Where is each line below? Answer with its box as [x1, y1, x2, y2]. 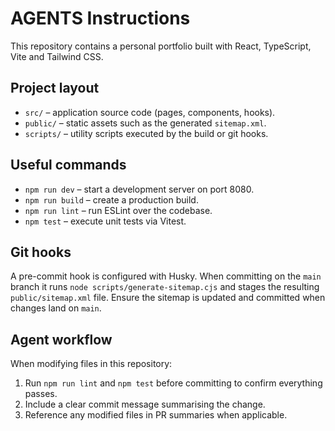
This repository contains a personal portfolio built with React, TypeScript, [10, 40, 312, 52]
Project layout [10, 80, 100, 97]
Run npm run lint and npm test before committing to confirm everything [24, 377, 323, 389]
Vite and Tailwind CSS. [10, 50, 104, 62]
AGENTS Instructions [10, 7, 191, 30]
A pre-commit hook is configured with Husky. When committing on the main [10, 270, 322, 282]
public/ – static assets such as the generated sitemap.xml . [24, 117, 267, 129]
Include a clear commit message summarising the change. [24, 398, 266, 411]
